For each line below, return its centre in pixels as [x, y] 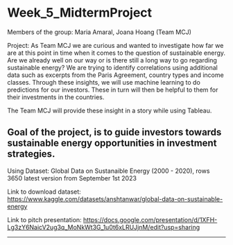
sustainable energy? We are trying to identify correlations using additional [113, 67]
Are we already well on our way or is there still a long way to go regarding [112, 60]
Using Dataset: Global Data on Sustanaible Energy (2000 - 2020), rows [109, 171]
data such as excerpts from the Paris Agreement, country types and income [115, 75]
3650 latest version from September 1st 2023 [72, 178]
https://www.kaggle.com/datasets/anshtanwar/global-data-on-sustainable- [115, 198]
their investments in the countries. [56, 97]
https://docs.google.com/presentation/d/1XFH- [150, 219]
